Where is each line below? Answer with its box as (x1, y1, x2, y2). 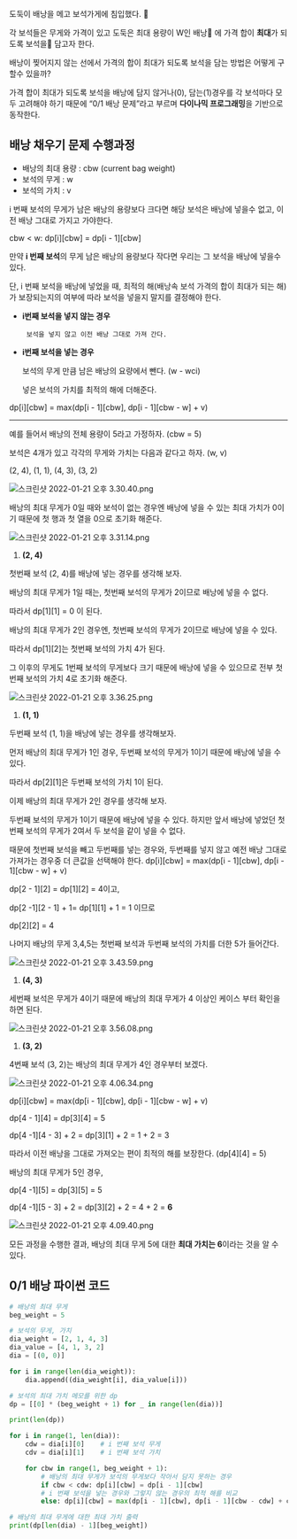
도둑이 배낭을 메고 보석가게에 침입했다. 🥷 (9, 9, 148, 19)
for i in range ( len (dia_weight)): (9, 1367, 137, 1376)
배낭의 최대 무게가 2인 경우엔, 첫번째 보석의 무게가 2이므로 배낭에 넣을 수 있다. (9, 624, 278, 635)
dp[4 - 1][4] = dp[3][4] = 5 (9, 1112, 106, 1123)
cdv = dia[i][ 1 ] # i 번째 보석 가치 (25, 1448, 161, 1457)
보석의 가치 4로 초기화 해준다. (25, 673, 128, 684)
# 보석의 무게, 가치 (9, 1326, 72, 1335)
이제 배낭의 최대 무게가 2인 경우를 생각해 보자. (9, 795, 167, 806)
